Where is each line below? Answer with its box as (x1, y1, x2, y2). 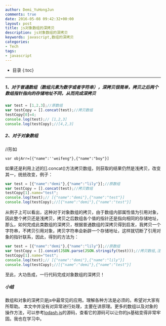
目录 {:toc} (12, 67, 34, 73)
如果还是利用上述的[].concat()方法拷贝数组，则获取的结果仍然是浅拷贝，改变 (5, 165, 161, 171)
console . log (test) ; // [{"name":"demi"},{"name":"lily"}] (5, 257, 125, 262)
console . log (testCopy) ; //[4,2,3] (5, 122, 74, 126)
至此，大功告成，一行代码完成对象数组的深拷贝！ (5, 272, 105, 278)
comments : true (5, 12, 37, 17)
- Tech (5, 44, 19, 49)
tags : (5, 48, 16, 53)
